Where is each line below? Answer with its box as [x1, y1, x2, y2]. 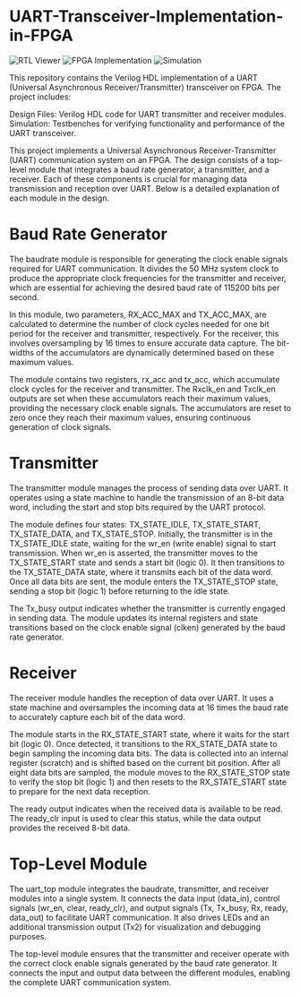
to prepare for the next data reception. [9, 786, 150, 796]
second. [9, 291, 39, 302]
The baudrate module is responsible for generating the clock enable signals [9, 253, 288, 264]
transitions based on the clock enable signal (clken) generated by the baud [9, 622, 286, 632]
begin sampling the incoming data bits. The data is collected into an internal [9, 748, 288, 759]
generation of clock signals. [9, 421, 112, 432]
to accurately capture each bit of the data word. [9, 711, 185, 722]
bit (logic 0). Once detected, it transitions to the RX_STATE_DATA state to [9, 738, 278, 749]
